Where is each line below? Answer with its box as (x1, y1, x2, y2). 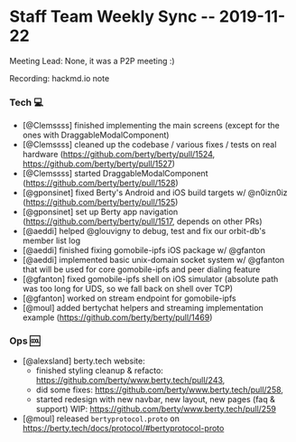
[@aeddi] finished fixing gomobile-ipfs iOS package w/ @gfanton (22, 245, 266, 256)
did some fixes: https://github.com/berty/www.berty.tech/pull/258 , (35, 384, 284, 395)
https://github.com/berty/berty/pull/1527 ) (22, 158, 176, 169)
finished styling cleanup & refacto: (35, 364, 164, 376)
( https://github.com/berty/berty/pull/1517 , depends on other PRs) (22, 216, 264, 227)
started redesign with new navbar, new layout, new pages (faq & (35, 393, 275, 404)
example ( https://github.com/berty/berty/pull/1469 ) (22, 312, 213, 323)
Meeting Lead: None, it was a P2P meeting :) (9, 55, 175, 66)
